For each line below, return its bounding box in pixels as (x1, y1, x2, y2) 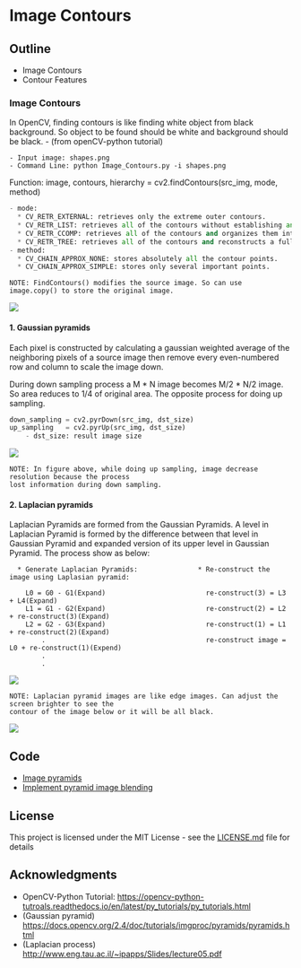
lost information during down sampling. (9, 481, 163, 490)
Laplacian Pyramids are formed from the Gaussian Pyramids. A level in (9, 519, 269, 530)
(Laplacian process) (21, 938, 97, 949)
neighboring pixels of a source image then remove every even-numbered (9, 352, 279, 362)
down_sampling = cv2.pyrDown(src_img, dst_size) (9, 414, 194, 424)
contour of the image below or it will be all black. (9, 708, 215, 717)
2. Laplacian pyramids (9, 499, 94, 510)
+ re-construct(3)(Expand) (9, 612, 110, 622)
